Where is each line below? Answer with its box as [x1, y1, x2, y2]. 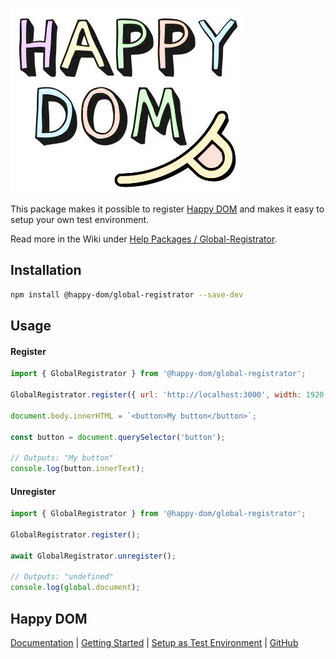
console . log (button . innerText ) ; [10, 464, 145, 474]
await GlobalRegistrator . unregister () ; [10, 551, 177, 561]
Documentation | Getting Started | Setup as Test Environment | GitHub [10, 637, 299, 649]
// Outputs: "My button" [10, 453, 114, 463]
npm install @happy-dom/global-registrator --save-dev [10, 289, 244, 300]
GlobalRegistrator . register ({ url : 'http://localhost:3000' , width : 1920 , [10, 390, 329, 400]
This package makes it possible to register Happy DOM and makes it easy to [10, 203, 325, 215]
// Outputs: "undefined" [10, 572, 114, 582]
